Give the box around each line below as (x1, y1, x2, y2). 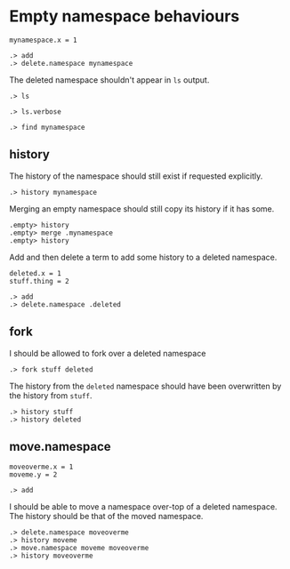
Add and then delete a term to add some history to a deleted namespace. (9, 252, 278, 262)
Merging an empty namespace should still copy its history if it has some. (9, 203, 275, 214)
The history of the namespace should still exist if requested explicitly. (9, 171, 263, 181)
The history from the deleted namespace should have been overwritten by (9, 381, 282, 391)
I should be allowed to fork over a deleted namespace (9, 348, 206, 358)
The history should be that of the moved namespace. (9, 511, 204, 522)
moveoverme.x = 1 (9, 462, 74, 472)
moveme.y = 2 (9, 470, 58, 479)
